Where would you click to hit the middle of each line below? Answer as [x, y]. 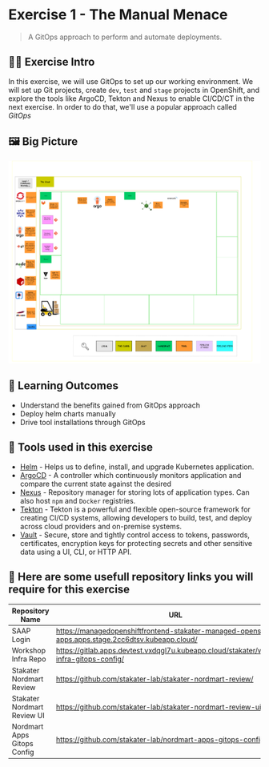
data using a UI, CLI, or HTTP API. [76, 552]
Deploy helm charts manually [68, 413]
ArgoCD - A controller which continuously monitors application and [130, 475]
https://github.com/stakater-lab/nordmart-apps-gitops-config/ [161, 739]
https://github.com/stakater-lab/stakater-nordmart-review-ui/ [160, 707]
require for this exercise [69, 590]
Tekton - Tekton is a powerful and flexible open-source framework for [135, 509]
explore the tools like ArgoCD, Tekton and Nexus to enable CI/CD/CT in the [131, 98]
